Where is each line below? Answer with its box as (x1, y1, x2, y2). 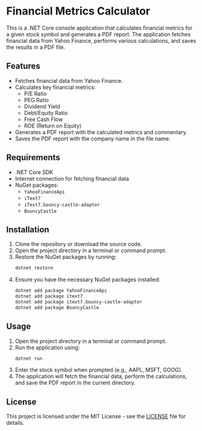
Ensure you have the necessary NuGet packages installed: (14, 276, 160, 284)
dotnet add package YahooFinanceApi (14, 288, 107, 294)
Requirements (6, 152, 60, 163)
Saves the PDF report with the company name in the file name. (14, 135, 171, 142)
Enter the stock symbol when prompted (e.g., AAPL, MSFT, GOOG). (14, 366, 183, 374)
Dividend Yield (24, 103, 60, 110)
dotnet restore (14, 265, 54, 271)
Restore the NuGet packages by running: (14, 253, 116, 261)
